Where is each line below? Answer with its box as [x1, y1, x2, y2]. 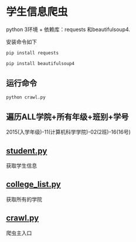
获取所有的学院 [6, 196, 42, 203]
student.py [6, 146, 47, 156]
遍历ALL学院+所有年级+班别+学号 [6, 112, 129, 122]
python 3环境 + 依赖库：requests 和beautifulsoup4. [6, 26, 131, 33]
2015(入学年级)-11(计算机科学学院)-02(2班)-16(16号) [6, 128, 131, 135]
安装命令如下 [6, 38, 37, 45]
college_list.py [6, 179, 61, 189]
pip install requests [6, 50, 59, 56]
